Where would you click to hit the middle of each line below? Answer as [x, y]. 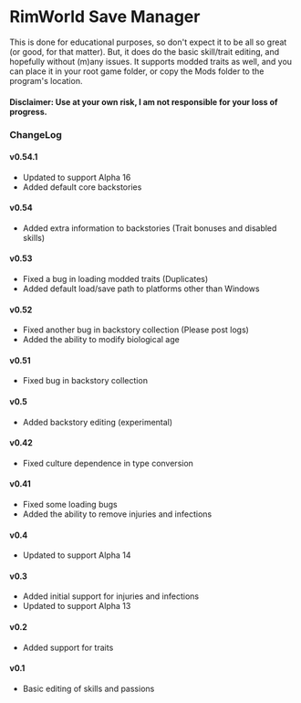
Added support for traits [68, 647]
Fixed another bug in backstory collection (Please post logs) [135, 330]
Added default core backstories [82, 187]
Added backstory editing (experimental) [98, 422]
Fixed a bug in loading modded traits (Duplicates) [115, 279]
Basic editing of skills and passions [88, 688]
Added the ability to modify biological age [101, 340]
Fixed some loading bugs [70, 505]
